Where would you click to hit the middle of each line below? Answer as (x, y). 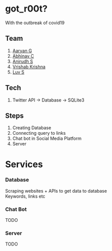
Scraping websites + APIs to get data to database (56, 191)
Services (24, 164)
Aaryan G (22, 50)
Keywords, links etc (25, 196)
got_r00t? (26, 9)
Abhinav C (23, 56)
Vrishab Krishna (29, 66)
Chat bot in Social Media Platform (47, 138)
